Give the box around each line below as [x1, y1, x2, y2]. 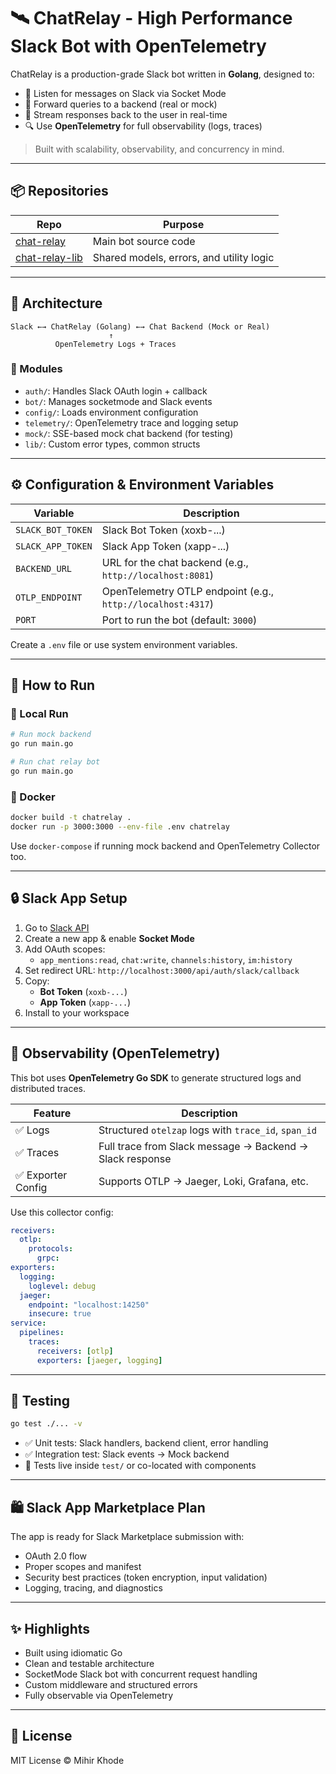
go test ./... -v [10, 1419, 83, 1429]
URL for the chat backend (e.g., [101, 555, 249, 569]
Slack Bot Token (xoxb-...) [101, 523, 226, 537]
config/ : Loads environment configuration [24, 406, 199, 418]
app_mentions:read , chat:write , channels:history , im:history [39, 953, 293, 965]
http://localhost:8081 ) [101, 568, 214, 582]
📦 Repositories [10, 183, 109, 200]
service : [10, 1318, 47, 1329]
